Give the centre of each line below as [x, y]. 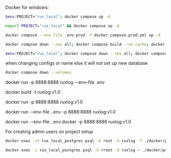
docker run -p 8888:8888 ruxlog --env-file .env [55, 82]
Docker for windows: [27, 7]
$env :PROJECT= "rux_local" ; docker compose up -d [58, 17]
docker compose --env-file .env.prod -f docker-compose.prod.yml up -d [83, 35]
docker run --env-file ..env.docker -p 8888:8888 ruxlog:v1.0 [68, 122]
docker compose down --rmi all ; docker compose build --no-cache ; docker [85, 44]
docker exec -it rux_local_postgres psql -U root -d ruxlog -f [74, 141]
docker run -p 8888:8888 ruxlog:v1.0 [44, 102]
